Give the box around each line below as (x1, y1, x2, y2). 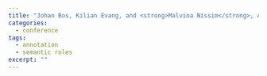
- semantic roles (15, 48, 73, 56)
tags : (8, 33, 26, 42)
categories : (8, 19, 48, 27)
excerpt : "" (8, 56, 48, 64)
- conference (15, 26, 59, 34)
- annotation (15, 41, 59, 49)
